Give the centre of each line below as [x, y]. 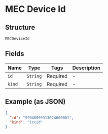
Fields [15, 54]
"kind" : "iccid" [26, 122]
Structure [20, 27]
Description [86, 68]
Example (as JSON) [35, 102]
